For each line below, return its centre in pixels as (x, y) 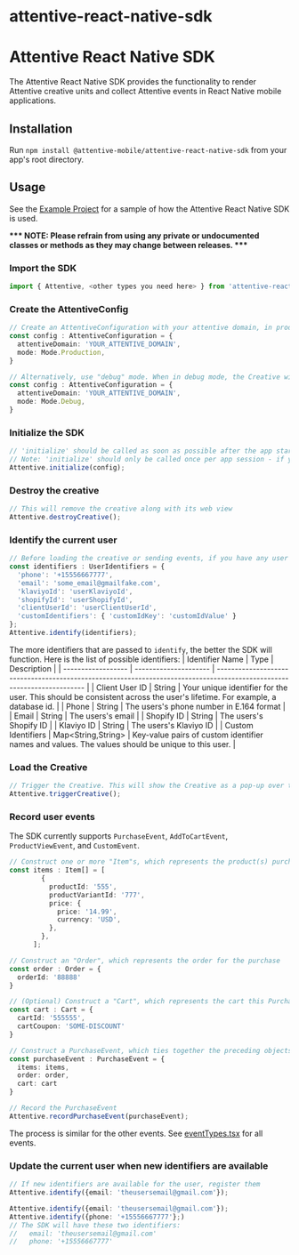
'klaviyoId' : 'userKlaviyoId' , (75, 591)
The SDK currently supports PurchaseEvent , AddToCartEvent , (119, 836)
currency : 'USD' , (89, 920)
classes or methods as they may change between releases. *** (129, 245)
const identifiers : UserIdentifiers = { (87, 567)
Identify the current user (63, 540)
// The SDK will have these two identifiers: (95, 1225)
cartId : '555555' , (52, 1018)
